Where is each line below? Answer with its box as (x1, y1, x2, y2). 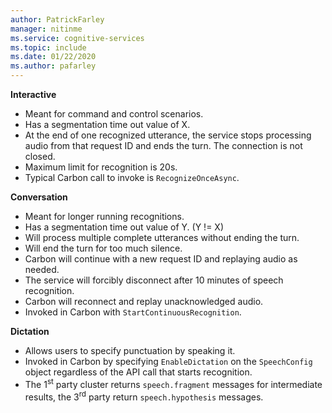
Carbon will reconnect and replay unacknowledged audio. (24, 296, 264, 307)
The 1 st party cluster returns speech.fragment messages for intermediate (24, 377, 323, 390)
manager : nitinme (10, 24, 83, 34)
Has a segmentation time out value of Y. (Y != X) (24, 221, 225, 233)
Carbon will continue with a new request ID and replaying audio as (24, 253, 298, 265)
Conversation (10, 191, 68, 203)
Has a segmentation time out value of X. (24, 119, 191, 130)
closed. (24, 151, 56, 162)
